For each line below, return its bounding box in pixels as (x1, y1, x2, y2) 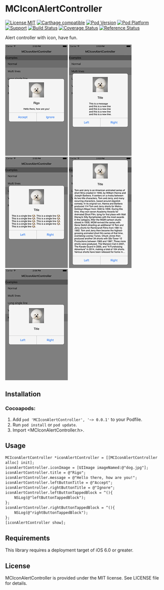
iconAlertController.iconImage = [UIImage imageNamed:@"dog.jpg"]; (5, 465, 149, 470)
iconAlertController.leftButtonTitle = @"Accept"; (5, 480, 113, 485)
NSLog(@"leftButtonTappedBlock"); (14, 495, 86, 500)
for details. (5, 580, 27, 586)
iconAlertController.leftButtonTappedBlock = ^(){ (5, 490, 113, 495)
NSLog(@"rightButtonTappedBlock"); (14, 510, 88, 515)
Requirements (5, 533, 50, 542)
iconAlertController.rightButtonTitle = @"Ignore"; (5, 485, 115, 490)
